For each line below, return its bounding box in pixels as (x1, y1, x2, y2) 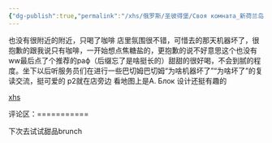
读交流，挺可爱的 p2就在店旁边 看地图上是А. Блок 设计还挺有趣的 (8, 76, 227, 85)
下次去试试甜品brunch (8, 126, 83, 136)
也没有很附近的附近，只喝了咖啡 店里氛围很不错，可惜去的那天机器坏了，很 (8, 35, 260, 45)
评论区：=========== (8, 109, 89, 119)
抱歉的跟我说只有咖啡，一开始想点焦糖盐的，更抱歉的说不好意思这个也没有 (8, 45, 257, 55)
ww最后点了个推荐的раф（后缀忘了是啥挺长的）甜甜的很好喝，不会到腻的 (8, 55, 254, 65)
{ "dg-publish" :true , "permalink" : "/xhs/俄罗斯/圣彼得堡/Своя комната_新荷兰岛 (8, 11, 265, 20)
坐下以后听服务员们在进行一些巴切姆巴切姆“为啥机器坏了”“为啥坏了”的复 (22, 66, 263, 76)
